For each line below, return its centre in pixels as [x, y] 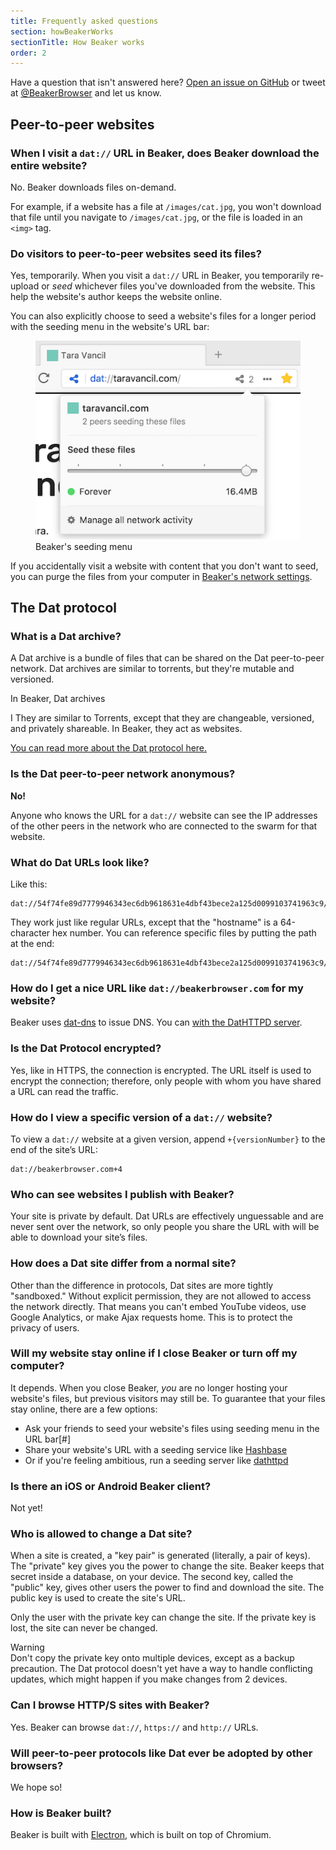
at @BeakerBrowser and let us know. [86, 93]
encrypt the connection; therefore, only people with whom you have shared [166, 1081]
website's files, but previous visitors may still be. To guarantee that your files [168, 1398]
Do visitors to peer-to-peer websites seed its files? [136, 253]
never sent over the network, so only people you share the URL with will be [165, 1227]
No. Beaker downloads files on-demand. [93, 187]
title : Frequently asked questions [84, 21]
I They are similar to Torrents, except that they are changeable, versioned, [162, 718]
